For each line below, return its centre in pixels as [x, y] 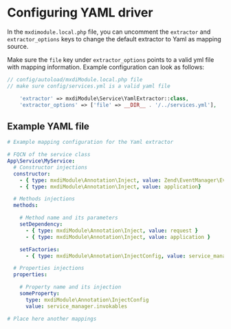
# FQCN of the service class [49, 155]
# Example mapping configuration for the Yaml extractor [90, 142]
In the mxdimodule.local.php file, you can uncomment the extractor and [109, 32]
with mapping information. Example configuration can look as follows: [106, 67]
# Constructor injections [51, 167]
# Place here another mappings [52, 319]
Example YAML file [48, 126]
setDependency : [41, 224]
